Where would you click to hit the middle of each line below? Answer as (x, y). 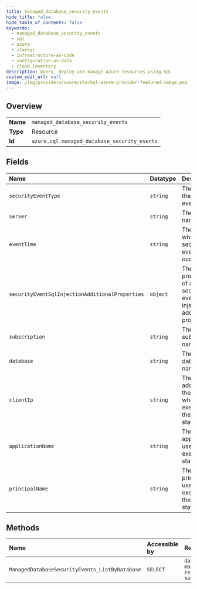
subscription (27, 336)
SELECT (156, 570)
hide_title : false (28, 17)
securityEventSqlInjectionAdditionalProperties (77, 294)
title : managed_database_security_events (57, 11)
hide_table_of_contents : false (44, 22)
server (18, 216)
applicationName (32, 446)
